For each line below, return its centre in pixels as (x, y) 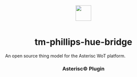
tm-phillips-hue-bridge (83, 42)
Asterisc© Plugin (83, 69)
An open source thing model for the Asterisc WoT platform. (65, 56)
